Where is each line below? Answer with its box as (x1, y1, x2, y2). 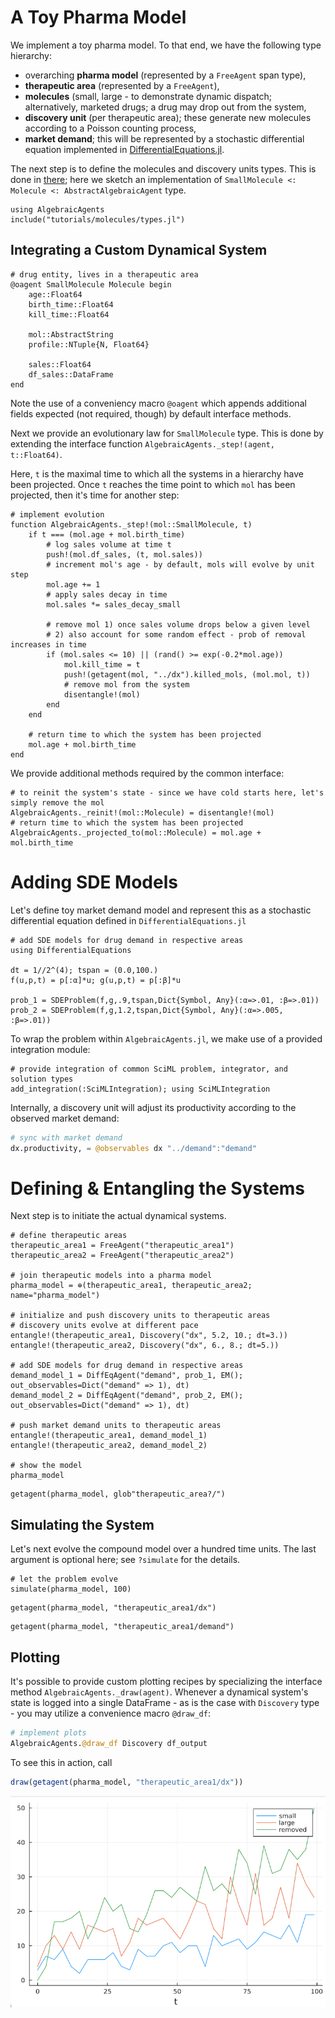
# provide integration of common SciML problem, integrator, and (10, 1064, 288, 1074)
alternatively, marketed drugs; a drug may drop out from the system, (24, 101, 307, 113)
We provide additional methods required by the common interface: (10, 767, 285, 779)
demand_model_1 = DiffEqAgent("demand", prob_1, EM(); (10, 1371, 244, 1381)
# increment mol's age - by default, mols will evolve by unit (46, 559, 315, 570)
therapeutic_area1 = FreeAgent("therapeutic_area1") (10, 1241, 235, 1251)
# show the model (10, 1461, 83, 1471)
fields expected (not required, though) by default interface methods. (10, 407, 292, 420)
